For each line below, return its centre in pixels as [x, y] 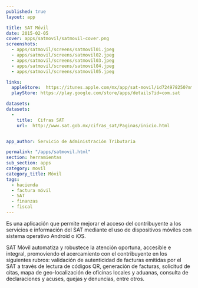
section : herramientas [34, 158]
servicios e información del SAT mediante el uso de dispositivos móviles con [99, 230]
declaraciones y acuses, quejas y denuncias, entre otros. [75, 279]
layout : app [21, 17]
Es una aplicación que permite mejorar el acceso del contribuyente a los [94, 223]
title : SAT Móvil [27, 28]
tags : [13, 179]
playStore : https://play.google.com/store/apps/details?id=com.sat [96, 93]
